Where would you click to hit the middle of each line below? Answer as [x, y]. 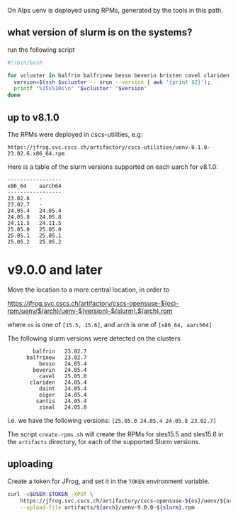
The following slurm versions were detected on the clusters [94, 338]
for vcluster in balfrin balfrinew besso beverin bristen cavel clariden [119, 75]
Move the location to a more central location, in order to [89, 290]
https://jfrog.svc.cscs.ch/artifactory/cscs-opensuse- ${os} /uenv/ [120, 501]
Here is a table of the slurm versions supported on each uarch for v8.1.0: [113, 167]
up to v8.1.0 [34, 117]
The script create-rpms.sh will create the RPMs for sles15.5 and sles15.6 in [116, 434]
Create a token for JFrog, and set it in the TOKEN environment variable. [109, 481]
